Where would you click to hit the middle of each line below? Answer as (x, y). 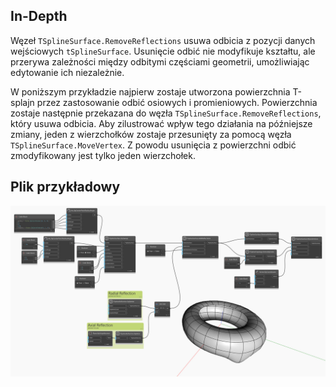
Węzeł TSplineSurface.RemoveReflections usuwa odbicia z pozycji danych (163, 40)
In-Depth (39, 16)
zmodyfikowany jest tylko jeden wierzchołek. (103, 155)
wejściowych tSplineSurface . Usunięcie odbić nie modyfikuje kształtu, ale (163, 51)
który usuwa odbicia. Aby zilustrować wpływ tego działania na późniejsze (161, 123)
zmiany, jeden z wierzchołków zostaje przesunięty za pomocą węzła (151, 134)
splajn (22, 102)
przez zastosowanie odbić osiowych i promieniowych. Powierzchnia (177, 102)
